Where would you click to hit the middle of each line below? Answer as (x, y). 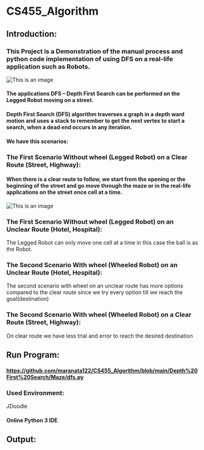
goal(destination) (28, 299)
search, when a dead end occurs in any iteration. (69, 127)
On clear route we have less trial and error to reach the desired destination (100, 336)
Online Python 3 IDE (32, 420)
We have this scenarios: (37, 141)
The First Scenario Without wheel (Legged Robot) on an (90, 221)
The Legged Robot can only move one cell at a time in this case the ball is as (102, 243)
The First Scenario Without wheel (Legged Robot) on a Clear (97, 157)
